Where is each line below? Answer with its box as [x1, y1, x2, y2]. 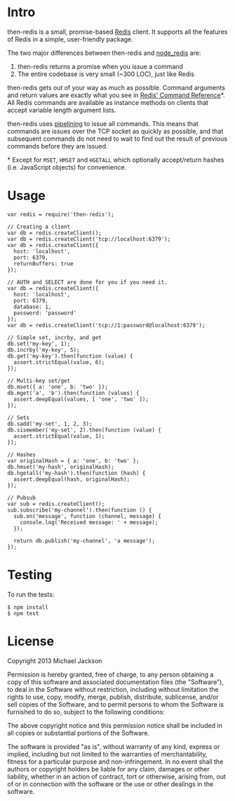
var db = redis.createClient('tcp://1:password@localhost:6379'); [7, 322, 206, 329]
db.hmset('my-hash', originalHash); [7, 463, 114, 470]
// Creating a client [7, 223, 71, 230]
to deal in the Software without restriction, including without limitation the [7, 685, 219, 693]
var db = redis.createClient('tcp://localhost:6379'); [7, 235, 171, 243]
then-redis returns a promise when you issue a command [17, 62, 184, 70]
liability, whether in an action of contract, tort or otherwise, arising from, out [7, 772, 227, 781]
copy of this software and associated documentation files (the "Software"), [7, 677, 224, 686]
